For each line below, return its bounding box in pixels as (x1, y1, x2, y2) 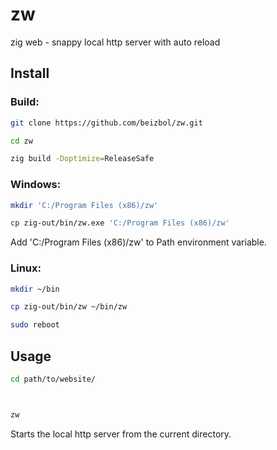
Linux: (10, 261, 42, 275)
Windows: (10, 178, 62, 192)
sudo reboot (10, 320, 60, 330)
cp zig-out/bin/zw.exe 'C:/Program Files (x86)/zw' (10, 218, 230, 228)
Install (10, 65, 50, 82)
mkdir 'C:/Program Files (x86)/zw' (10, 200, 159, 210)
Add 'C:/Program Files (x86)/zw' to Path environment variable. (10, 236, 267, 248)
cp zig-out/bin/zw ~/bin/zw (10, 302, 128, 312)
